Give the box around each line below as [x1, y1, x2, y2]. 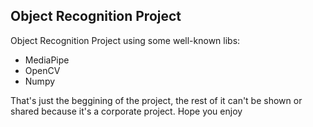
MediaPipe [24, 54, 70, 66]
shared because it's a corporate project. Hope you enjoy [10, 105, 243, 117]
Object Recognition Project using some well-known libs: [10, 34, 241, 46]
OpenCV [24, 64, 61, 76]
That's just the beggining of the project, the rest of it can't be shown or [10, 94, 303, 106]
